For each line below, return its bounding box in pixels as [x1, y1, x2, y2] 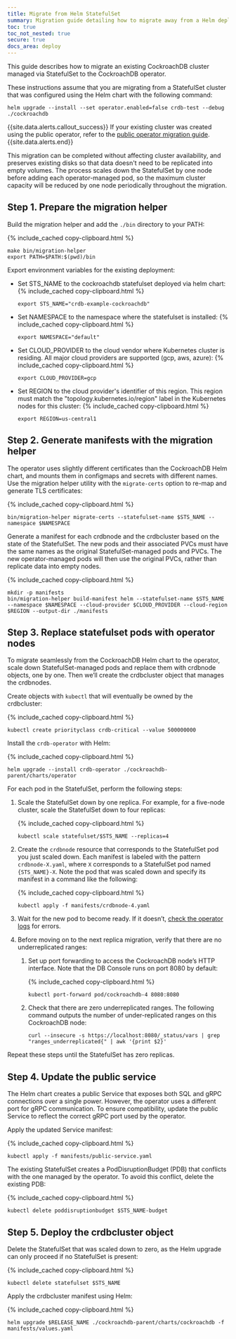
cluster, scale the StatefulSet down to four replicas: [17, 805, 166, 814]
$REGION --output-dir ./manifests [7, 607, 109, 614]
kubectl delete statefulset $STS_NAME [7, 1279, 121, 1287]
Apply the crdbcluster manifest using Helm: [7, 1292, 133, 1300]
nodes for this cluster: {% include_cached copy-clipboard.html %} [17, 402, 209, 410]
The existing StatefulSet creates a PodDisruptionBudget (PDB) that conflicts [7, 1165, 227, 1173]
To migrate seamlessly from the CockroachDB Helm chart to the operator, [7, 656, 221, 664]
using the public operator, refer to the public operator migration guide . [7, 131, 210, 138]
